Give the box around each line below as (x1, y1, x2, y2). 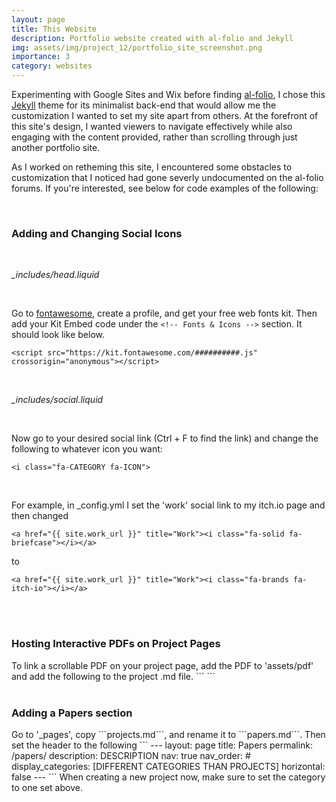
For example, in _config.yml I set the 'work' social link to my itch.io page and (11, 499, 326, 511)
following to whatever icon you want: (11, 443, 163, 455)
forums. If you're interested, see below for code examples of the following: (11, 182, 319, 194)
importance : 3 (11, 52, 71, 62)
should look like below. (11, 329, 106, 341)
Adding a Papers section (11, 706, 133, 720)
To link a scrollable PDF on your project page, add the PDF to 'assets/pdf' (11, 659, 314, 671)
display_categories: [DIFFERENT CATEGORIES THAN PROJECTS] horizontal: (11, 760, 326, 772)
